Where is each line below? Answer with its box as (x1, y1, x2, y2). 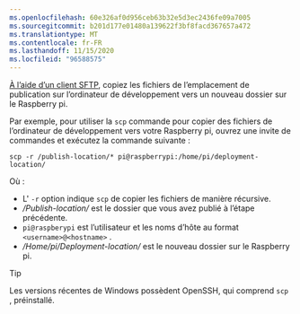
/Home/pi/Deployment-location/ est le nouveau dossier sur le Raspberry (22, 241, 290, 251)
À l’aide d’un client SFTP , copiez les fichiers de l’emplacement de (9, 80, 250, 90)
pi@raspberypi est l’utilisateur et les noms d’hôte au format (22, 222, 240, 232)
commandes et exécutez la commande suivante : (9, 135, 190, 145)
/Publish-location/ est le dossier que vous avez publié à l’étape (22, 203, 255, 214)
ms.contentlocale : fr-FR (9, 38, 102, 48)
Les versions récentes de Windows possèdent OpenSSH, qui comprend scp (9, 285, 289, 296)
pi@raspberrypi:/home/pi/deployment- (118, 153, 259, 161)
